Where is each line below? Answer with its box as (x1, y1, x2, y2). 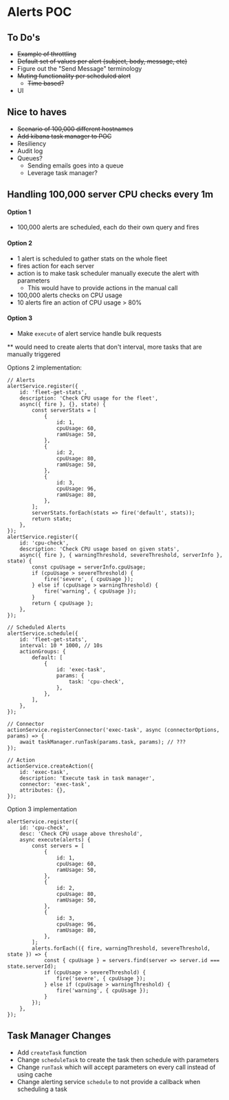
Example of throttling (17, 50, 77, 58)
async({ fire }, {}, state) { (19, 400, 107, 407)
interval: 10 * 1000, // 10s (19, 642, 103, 649)
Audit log (17, 146, 43, 155)
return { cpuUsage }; (32, 600, 94, 607)
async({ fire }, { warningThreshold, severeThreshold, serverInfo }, (19, 551, 223, 558)
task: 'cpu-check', (68, 678, 125, 685)
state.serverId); (7, 963, 57, 970)
